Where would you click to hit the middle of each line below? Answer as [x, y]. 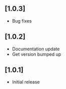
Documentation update [36, 49]
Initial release [26, 82]
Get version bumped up [37, 54]
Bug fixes [22, 21]
